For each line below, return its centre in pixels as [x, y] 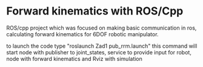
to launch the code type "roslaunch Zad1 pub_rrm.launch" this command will [102, 46]
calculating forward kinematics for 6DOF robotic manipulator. [82, 34]
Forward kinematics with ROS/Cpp [95, 11]
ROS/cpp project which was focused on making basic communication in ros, [101, 28]
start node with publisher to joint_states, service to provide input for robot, [99, 52]
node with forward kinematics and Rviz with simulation [74, 59]
